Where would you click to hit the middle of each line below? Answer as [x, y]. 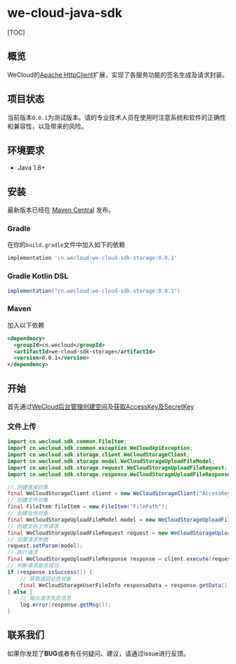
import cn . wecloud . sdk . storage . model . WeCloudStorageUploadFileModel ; [111, 461]
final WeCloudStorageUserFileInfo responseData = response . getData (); [125, 585]
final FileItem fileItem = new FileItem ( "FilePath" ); [88, 507]
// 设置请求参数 [28, 539]
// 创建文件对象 [28, 500]
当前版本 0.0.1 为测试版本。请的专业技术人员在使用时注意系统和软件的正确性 [117, 117]
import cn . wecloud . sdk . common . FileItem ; [67, 441]
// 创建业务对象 [28, 513]
